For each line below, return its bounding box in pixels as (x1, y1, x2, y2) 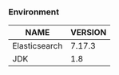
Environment (8, 6, 60, 18)
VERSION (70, 27, 107, 38)
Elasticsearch (12, 41, 63, 52)
